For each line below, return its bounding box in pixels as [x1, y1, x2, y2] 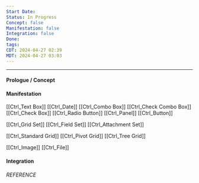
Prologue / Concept [6, 76, 55, 84]
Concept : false [6, 20, 44, 25]
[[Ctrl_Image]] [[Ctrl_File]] [6, 144, 69, 151]
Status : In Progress [6, 14, 57, 20]
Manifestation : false [6, 25, 60, 31]
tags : [6, 42, 20, 48]
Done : [6, 36, 20, 42]
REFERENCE [6, 171, 37, 178]
